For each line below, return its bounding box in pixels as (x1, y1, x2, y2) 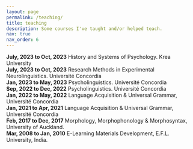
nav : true (6, 31, 31, 37)
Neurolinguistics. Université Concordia (6, 73, 102, 79)
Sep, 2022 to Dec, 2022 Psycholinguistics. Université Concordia (6, 85, 167, 92)
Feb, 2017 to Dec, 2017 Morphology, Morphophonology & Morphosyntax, (6, 117, 188, 124)
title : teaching (6, 20, 47, 26)
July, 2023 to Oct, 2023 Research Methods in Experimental (6, 66, 155, 73)
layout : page (6, 8, 39, 15)
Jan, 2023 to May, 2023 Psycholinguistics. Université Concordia (6, 79, 167, 86)
